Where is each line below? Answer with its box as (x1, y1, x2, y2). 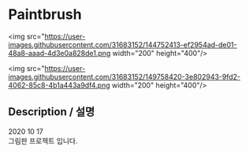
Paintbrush (8, 6, 82, 24)
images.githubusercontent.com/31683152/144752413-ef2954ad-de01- (8, 39, 238, 49)
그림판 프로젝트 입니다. (8, 136, 78, 145)
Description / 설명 (8, 105, 95, 119)
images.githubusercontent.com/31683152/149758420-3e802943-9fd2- (8, 72, 241, 81)
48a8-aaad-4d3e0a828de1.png (8, 48, 111, 58)
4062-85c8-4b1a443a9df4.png (8, 80, 110, 90)
